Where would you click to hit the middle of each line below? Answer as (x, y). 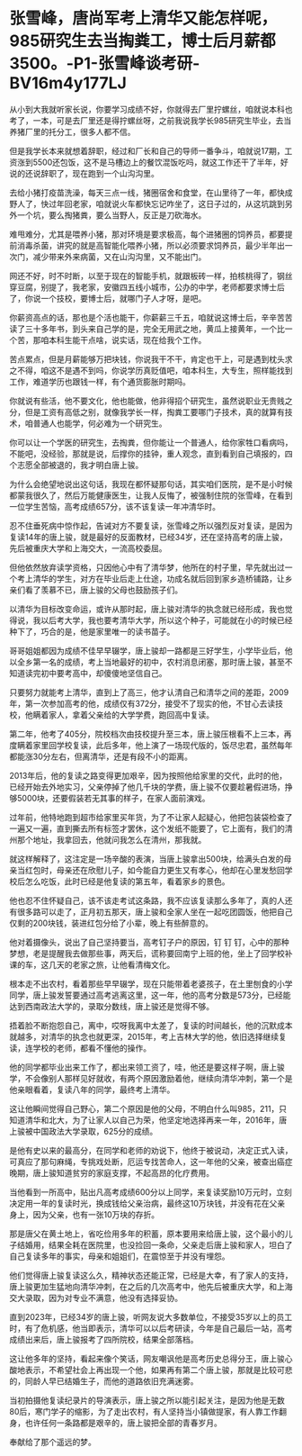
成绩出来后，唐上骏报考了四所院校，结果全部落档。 (104, 1339)
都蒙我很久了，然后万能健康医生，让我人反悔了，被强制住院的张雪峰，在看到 (151, 495)
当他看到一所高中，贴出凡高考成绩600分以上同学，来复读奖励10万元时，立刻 (151, 1192)
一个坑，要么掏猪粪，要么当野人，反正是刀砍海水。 (111, 215)
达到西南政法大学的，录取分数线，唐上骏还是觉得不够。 (111, 1006)
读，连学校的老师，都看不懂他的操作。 (80, 1048)
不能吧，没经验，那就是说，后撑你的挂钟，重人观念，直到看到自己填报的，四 (151, 453)
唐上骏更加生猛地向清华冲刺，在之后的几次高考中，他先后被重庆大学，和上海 (151, 1286)
